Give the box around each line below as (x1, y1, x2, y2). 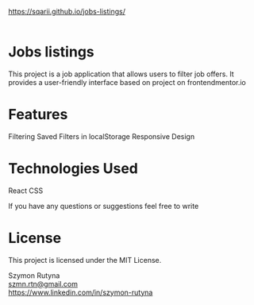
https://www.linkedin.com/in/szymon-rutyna (8, 288, 153, 297)
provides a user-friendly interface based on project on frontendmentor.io (8, 77, 246, 87)
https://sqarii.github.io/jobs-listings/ (8, 7, 125, 16)
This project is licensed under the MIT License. (8, 255, 162, 264)
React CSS (8, 186, 44, 195)
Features (8, 106, 68, 124)
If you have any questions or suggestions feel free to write (8, 201, 199, 210)
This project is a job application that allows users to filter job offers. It (8, 69, 234, 79)
